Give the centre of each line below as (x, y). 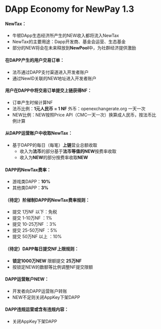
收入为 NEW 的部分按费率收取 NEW (54, 157)
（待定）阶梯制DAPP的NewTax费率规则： (48, 200)
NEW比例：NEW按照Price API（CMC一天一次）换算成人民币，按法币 (82, 115)
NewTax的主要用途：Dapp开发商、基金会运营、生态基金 (69, 42)
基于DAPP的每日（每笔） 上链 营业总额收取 (55, 145)
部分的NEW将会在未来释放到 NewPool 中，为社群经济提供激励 (74, 48)
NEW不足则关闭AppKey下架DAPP (46, 297)
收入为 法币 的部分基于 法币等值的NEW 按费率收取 (68, 151)
